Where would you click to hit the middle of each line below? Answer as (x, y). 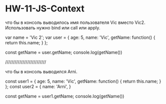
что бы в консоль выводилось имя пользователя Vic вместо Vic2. (75, 22)
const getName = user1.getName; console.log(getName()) (65, 96)
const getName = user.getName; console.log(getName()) (64, 52)
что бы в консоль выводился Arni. (41, 71)
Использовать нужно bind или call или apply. (53, 27)
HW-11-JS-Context (45, 9)
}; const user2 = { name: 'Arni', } (38, 86)
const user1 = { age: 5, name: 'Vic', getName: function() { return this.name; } (83, 81)
